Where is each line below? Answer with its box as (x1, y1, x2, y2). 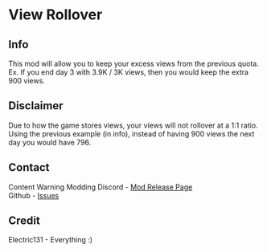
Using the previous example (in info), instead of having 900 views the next (8, 128, 255, 138)
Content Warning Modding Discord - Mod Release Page (8, 182, 193, 192)
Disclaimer (8, 99, 64, 113)
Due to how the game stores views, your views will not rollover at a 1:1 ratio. (8, 120, 259, 130)
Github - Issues (8, 190, 60, 200)
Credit (8, 214, 40, 228)
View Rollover (8, 6, 103, 24)
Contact (8, 161, 50, 174)
